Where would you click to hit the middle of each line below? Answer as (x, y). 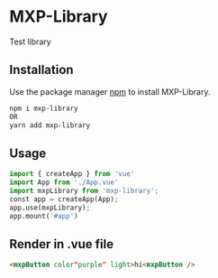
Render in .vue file (62, 244)
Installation (41, 70)
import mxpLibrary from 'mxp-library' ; (84, 190)
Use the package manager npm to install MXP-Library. (110, 91)
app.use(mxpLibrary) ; (50, 208)
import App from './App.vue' (64, 182)
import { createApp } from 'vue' (72, 174)
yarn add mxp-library (50, 125)
